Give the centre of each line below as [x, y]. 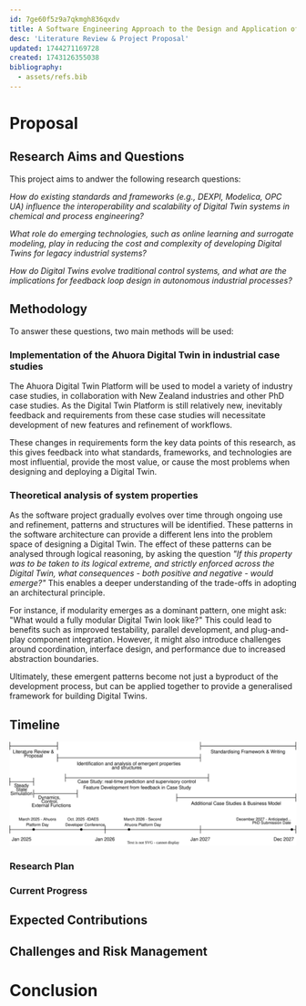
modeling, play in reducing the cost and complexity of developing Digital [146, 243]
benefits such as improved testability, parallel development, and [129, 630]
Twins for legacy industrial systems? [78, 253]
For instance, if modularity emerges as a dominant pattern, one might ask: [148, 611]
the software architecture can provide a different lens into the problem [141, 535]
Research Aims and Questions [97, 157]
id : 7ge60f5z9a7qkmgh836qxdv [65, 19]
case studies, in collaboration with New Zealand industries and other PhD [147, 395]
